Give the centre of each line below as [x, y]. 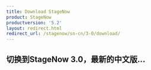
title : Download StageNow [38, 12]
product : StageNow [29, 17]
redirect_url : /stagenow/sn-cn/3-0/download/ [63, 34]
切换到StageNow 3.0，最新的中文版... [76, 59]
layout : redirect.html [34, 28]
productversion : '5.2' [34, 23]
